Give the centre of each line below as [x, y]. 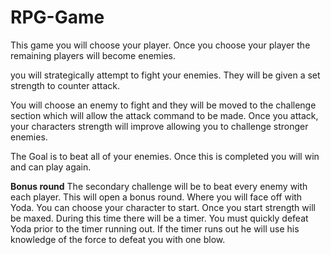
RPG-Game [57, 17]
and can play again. [51, 167]
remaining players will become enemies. [93, 55]
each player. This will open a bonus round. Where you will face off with [156, 197]
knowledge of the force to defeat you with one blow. [118, 239]
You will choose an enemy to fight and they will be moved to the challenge [163, 105]
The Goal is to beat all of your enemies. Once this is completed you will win [165, 156]
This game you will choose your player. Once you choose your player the [160, 45]
